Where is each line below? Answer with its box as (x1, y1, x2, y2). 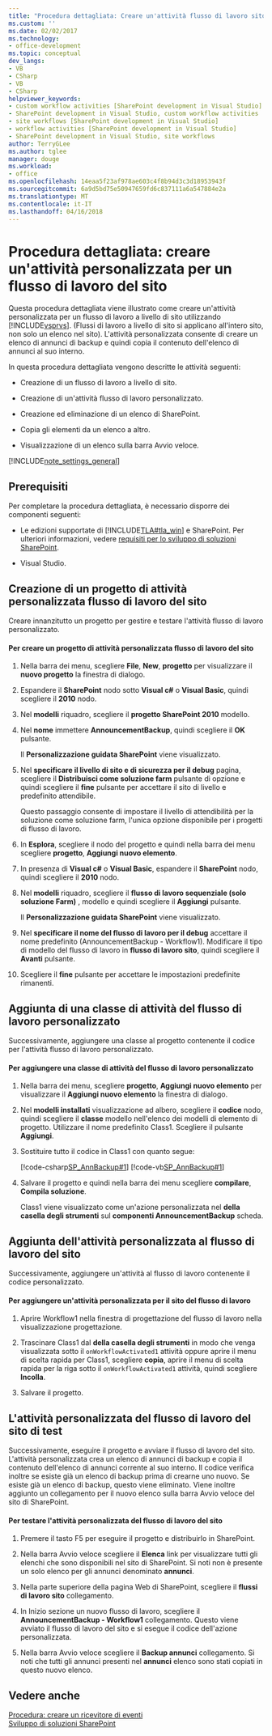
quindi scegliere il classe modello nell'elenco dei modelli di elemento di (19, 1114, 257, 1123)
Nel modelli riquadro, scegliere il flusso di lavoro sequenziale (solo (19, 888, 247, 898)
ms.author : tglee (8, 147, 67, 155)
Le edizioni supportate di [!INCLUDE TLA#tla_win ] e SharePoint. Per (19, 525, 244, 535)
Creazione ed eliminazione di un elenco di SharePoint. (19, 410, 201, 419)
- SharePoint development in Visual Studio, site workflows (8, 132, 216, 140)
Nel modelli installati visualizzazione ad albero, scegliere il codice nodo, (19, 1106, 263, 1115)
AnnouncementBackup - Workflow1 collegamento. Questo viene (19, 1615, 239, 1625)
